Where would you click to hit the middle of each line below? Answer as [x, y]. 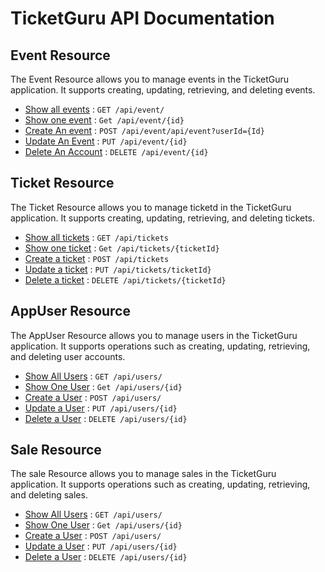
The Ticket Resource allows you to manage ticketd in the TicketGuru [151, 207]
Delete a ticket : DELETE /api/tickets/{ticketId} [125, 279]
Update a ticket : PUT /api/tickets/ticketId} [118, 269]
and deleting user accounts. [68, 356]
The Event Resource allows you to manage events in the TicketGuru [150, 79]
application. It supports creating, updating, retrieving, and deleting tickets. [163, 218]
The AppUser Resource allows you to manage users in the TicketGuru [154, 335]
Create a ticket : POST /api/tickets [97, 258]
